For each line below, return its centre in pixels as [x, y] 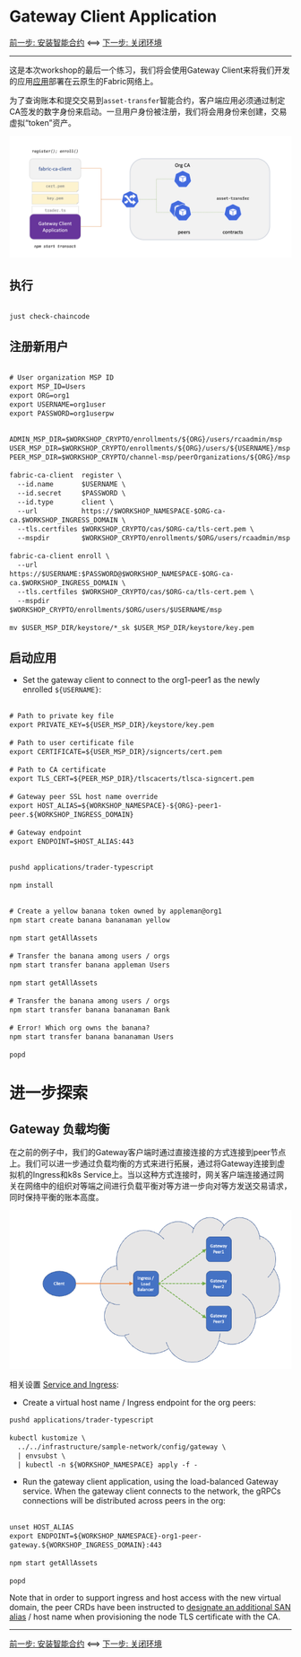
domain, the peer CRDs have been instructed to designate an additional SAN [150, 1608]
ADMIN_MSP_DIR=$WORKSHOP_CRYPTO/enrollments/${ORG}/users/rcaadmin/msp [146, 440]
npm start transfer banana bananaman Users [92, 1037]
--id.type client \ [66, 503]
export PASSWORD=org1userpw [62, 414]
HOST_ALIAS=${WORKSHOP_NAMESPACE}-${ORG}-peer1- [129, 805]
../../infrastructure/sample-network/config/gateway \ [122, 1447]
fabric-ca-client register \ [66, 476]
